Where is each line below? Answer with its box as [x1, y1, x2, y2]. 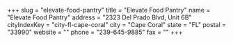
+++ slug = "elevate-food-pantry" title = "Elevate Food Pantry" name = [7, 6, 211, 14]
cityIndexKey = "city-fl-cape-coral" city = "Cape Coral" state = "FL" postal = [7, 21, 227, 28]
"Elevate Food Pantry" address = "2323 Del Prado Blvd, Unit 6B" [7, 13, 193, 21]
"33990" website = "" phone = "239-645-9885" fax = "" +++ [7, 28, 183, 36]
